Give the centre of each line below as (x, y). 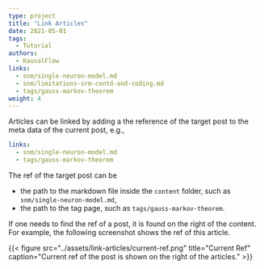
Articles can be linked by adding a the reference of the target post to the (128, 121)
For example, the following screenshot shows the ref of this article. (119, 232)
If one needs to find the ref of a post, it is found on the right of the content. (132, 224)
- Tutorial (34, 46)
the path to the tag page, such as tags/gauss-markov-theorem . (122, 208)
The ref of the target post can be (63, 175)
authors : (23, 53)
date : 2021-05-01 (38, 31)
